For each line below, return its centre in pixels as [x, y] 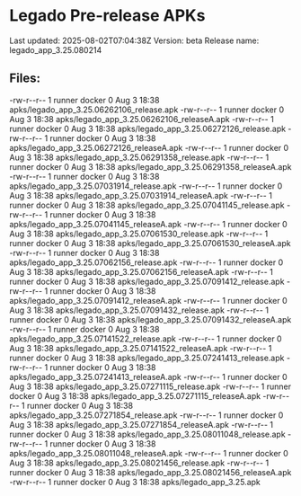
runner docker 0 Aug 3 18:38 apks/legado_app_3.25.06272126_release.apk [147, 128]
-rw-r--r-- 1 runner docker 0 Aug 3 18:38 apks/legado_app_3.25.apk [135, 482]
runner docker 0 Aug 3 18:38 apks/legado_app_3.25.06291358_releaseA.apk [150, 166]
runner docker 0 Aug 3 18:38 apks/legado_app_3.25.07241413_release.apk [147, 358]
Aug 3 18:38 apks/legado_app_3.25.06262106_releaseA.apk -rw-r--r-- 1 [142, 119]
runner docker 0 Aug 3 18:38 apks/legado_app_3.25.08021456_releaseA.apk [150, 472]
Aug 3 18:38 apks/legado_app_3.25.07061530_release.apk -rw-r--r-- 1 [139, 234]
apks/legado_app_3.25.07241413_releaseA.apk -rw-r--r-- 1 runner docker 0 [148, 376]
